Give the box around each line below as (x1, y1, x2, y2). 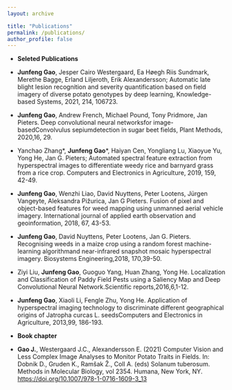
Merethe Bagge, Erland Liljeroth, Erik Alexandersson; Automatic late (17, 76, 211, 84)
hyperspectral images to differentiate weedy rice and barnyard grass (17, 161, 213, 170)
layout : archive (7, 10, 54, 17)
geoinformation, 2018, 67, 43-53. (17, 219, 111, 228)
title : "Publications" (7, 22, 73, 30)
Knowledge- (176, 90, 212, 99)
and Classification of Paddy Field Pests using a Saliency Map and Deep (17, 275, 221, 284)
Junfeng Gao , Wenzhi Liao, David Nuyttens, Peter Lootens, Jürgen (17, 189, 208, 198)
